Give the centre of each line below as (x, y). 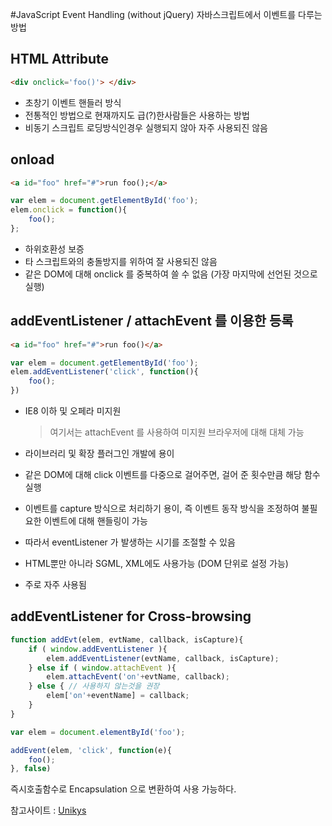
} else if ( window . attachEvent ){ (102, 668)
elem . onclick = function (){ (69, 210)
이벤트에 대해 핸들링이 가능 (95, 521)
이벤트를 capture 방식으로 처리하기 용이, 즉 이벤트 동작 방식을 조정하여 (162, 509)
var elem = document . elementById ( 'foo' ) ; (98, 732)
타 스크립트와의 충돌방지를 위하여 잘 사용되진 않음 (121, 261)
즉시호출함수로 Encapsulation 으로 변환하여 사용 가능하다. (123, 789)
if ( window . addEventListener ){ (98, 649)
